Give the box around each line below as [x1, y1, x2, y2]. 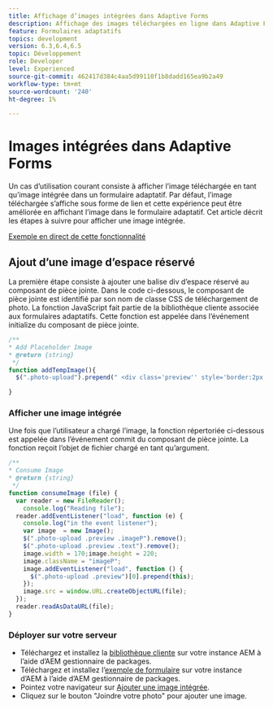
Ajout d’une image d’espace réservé [8, 255, 195, 269]
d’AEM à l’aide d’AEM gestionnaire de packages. [19, 674, 181, 684]
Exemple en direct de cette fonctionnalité [8, 232, 146, 241]
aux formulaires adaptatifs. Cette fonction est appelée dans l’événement [8, 311, 249, 321]
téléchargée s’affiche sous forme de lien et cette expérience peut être [8, 198, 242, 208]
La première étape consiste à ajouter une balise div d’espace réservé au [8, 277, 249, 286]
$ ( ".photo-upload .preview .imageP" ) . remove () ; [23, 534, 187, 543]
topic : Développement [8, 50, 82, 58]
